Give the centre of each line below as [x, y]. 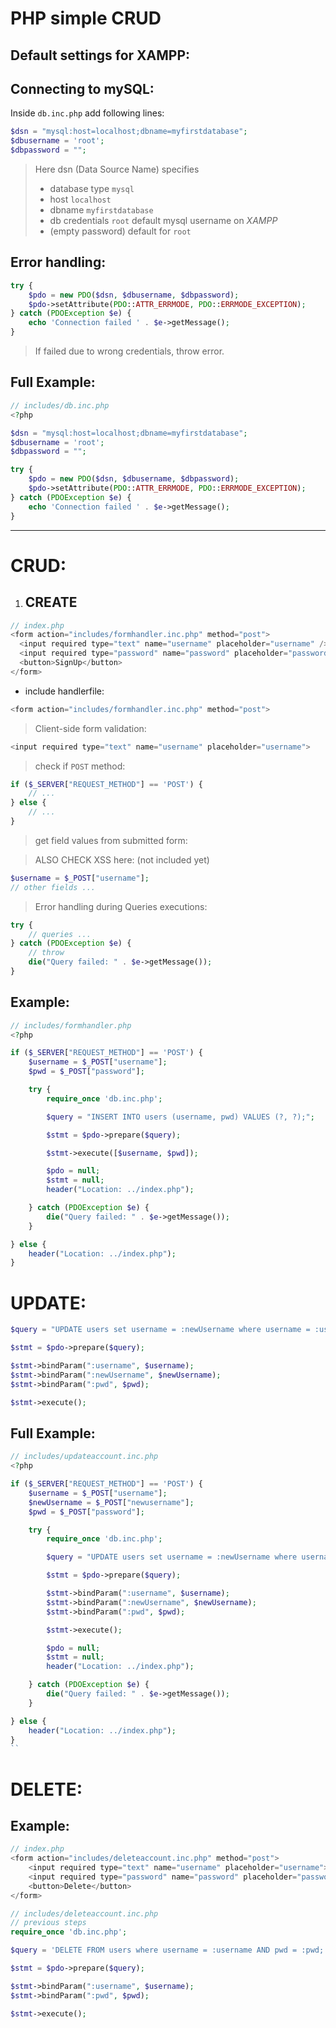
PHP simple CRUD [86, 18]
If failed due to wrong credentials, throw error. [129, 351]
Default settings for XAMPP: [100, 55]
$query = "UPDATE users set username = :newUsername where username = [160, 1330]
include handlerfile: [64, 691]
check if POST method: [80, 766]
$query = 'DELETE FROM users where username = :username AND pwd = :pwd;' [169, 1950]
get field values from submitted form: [111, 840]
